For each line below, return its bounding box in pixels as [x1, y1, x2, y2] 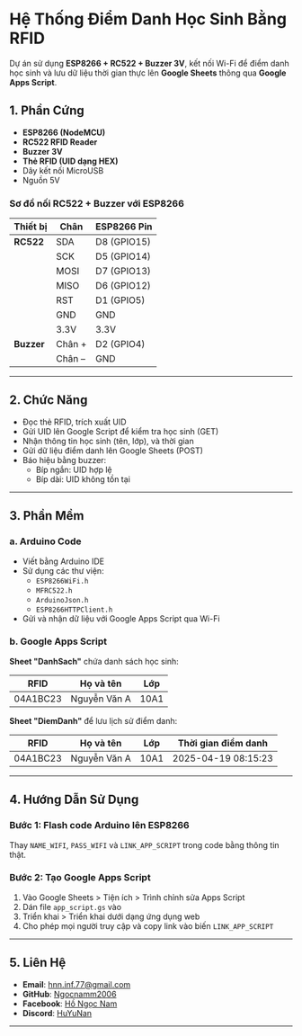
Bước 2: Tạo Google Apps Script [9, 871, 151, 884]
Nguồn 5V [22, 174, 60, 185]
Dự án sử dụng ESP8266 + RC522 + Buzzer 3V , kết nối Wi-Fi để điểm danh [9, 58, 289, 68]
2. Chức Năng [9, 392, 88, 408]
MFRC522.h [35, 585, 74, 595]
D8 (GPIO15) [95, 236, 151, 248]
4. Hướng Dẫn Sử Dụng [9, 792, 139, 808]
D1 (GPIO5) [95, 294, 146, 307]
